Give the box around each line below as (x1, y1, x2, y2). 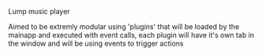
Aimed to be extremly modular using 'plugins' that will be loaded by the (8, 22, 240, 31)
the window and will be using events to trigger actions (8, 39, 184, 48)
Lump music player (8, 7, 70, 16)
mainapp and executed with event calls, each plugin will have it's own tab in (8, 31, 255, 39)
